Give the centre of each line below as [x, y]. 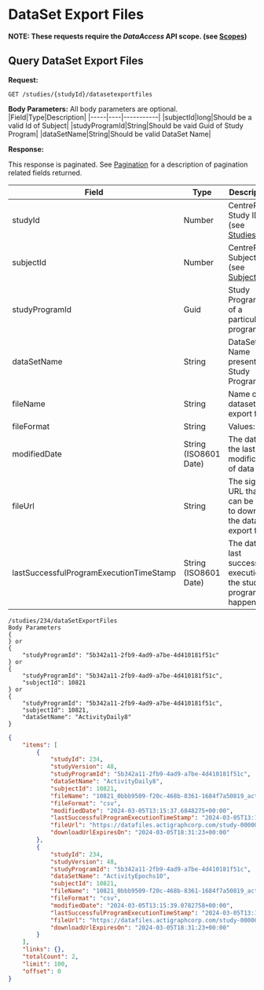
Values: [241, 426]
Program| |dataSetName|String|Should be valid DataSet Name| [110, 134]
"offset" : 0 [42, 971]
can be [240, 500]
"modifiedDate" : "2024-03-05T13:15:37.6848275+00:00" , [142, 811]
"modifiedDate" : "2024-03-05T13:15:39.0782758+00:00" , [142, 905]
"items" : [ [40, 745]
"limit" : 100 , [45, 964]
